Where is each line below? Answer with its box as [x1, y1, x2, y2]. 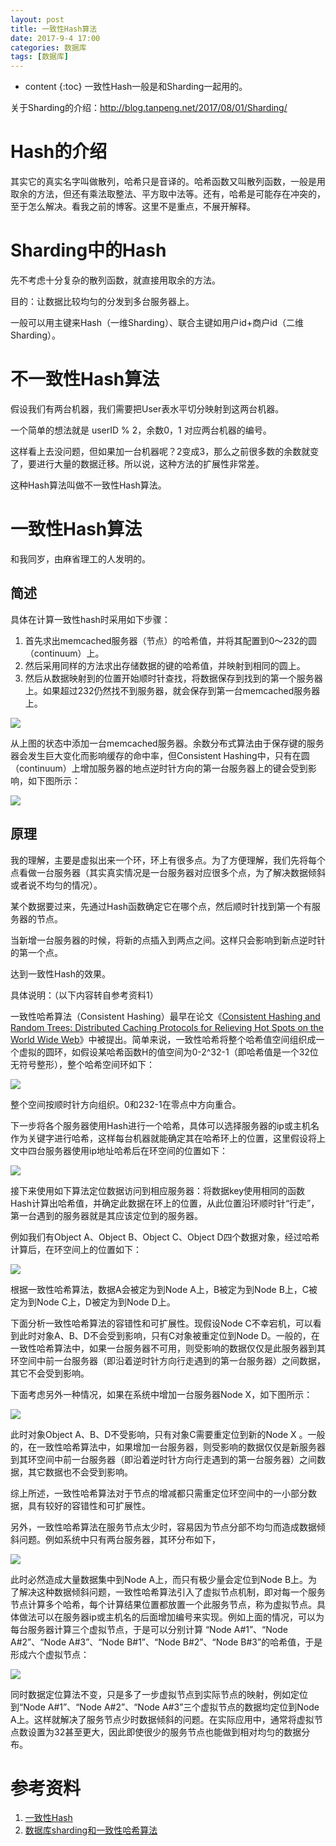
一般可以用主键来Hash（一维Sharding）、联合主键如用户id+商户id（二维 [10, 317, 305, 328]
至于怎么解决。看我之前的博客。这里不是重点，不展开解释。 [10, 201, 256, 213]
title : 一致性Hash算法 [10, 24, 98, 34]
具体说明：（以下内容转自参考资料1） [10, 989, 159, 1001]
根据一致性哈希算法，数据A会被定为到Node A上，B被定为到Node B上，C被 [10, 1283, 318, 1295]
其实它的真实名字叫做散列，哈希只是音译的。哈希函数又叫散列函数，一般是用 [10, 176, 326, 188]
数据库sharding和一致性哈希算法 [24, 1824, 158, 1836]
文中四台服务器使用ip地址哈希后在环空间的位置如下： [10, 1144, 228, 1156]
